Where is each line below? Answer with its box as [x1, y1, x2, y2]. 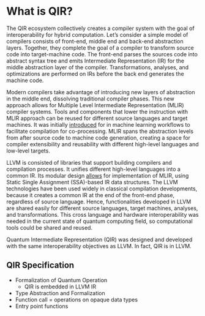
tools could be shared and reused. [6, 224, 93, 231]
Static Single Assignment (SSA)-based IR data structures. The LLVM [6, 178, 179, 186]
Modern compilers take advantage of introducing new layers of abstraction [6, 88, 195, 96]
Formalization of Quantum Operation [15, 276, 108, 284]
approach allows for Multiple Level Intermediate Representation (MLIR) [6, 101, 185, 108]
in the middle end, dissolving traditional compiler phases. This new [6, 95, 174, 102]
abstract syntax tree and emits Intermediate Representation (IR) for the [6, 57, 185, 64]
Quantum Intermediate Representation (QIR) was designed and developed [6, 236, 193, 243]
